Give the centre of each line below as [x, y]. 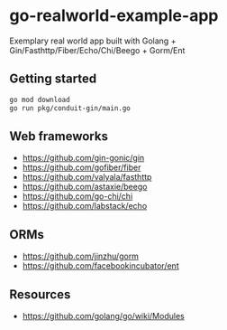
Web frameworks [59, 136]
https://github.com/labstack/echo [85, 206]
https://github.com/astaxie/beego [85, 187]
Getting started [53, 79]
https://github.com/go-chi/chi [77, 196]
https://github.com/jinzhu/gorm [81, 256]
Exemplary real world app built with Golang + [93, 41]
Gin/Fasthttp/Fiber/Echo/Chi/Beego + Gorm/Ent [97, 50]
